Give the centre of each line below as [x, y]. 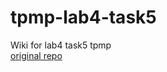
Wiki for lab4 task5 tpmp [61, 45]
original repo [36, 55]
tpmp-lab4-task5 [83, 17]
